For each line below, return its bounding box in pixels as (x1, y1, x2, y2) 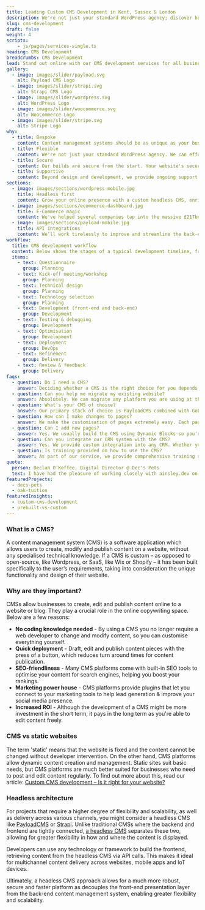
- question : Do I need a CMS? (12, 379, 88, 385)
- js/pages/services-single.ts (17, 44, 97, 50)
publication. (15, 658, 45, 665)
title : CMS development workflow (12, 243, 97, 249)
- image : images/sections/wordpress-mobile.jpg (12, 186, 135, 192)
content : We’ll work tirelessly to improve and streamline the (17, 231, 182, 237)
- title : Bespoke (12, 134, 56, 141)
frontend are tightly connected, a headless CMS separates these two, (6, 827, 181, 834)
